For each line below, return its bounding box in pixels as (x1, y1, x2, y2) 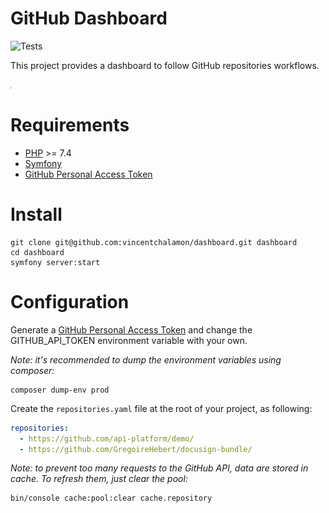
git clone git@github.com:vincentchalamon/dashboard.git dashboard (10, 237, 298, 247)
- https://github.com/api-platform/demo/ (19, 433, 195, 444)
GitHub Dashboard (10, 7, 168, 30)
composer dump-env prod (10, 385, 110, 395)
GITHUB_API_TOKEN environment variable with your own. (10, 334, 248, 346)
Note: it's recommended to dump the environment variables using (10, 353, 282, 366)
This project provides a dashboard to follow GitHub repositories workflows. (10, 59, 320, 71)
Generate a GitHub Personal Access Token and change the (10, 323, 253, 336)
